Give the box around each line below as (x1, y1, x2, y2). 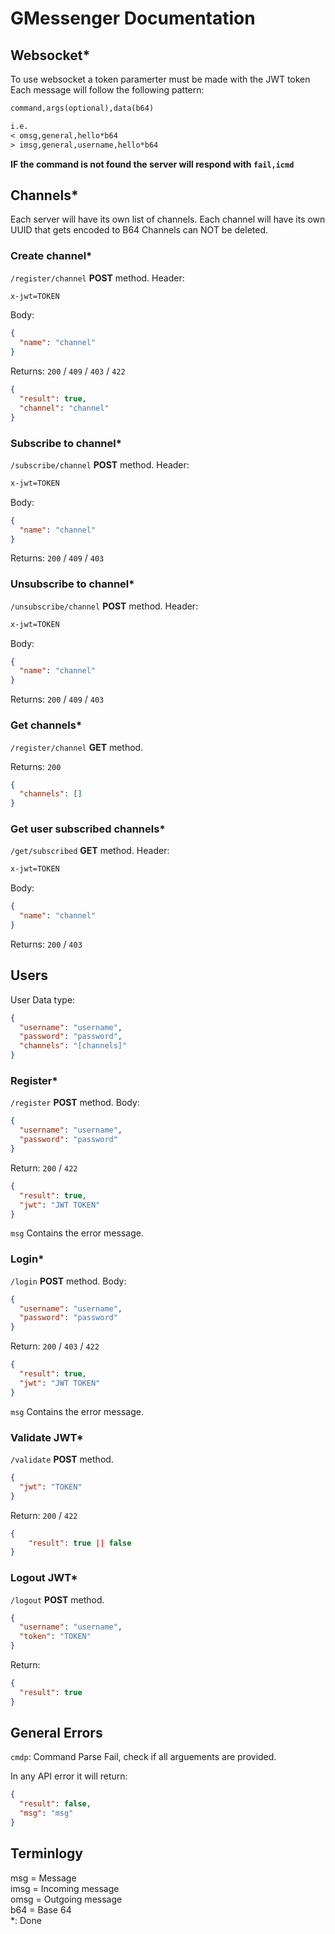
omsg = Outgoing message (10, 1893, 123, 1905)
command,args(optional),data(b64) (10, 103, 155, 113)
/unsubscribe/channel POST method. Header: (10, 600, 199, 612)
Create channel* (10, 249, 93, 263)
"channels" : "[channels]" (19, 1041, 128, 1051)
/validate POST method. (10, 1453, 114, 1465)
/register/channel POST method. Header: (10, 272, 185, 284)
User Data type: (10, 993, 76, 1006)
